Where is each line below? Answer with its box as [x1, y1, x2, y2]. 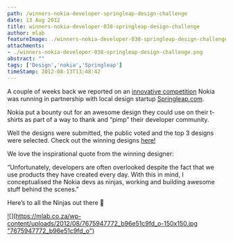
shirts [7, 115, 24, 123]
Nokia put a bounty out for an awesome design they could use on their [7, 108, 209, 116]
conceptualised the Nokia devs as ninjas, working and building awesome [7, 177, 215, 186]
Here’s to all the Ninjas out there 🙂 [7, 198, 104, 206]
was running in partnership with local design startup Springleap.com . [7, 94, 205, 102]
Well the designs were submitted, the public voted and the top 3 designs [7, 129, 214, 137]
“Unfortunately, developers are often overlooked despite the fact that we [7, 163, 215, 171]
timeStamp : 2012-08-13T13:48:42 [7, 68, 101, 75]
